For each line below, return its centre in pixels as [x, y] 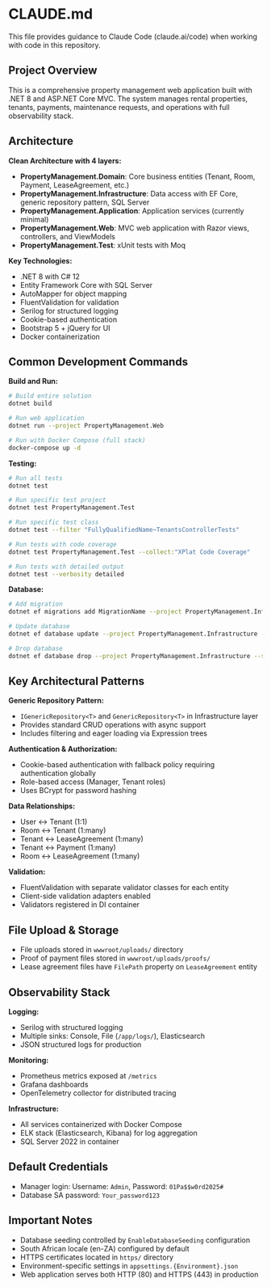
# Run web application [46, 418]
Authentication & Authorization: [63, 749]
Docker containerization [60, 336]
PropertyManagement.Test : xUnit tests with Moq [103, 245]
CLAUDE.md [51, 14]
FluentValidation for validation [69, 302]
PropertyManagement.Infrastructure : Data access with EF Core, [129, 193]
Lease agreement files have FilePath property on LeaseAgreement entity [139, 967]
